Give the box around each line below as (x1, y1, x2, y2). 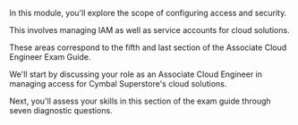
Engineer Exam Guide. (9, 52, 91, 62)
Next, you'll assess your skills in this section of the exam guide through (9, 96, 271, 106)
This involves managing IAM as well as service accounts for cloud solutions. (9, 25, 290, 35)
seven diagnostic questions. (9, 105, 114, 115)
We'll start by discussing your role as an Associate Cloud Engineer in (9, 69, 262, 79)
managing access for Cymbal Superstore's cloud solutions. (9, 79, 227, 88)
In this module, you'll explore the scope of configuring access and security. (9, 8, 287, 18)
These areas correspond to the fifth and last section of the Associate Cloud (9, 42, 287, 53)
